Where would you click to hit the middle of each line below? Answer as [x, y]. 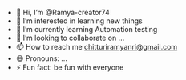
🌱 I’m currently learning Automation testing [87, 29]
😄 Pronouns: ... [42, 58]
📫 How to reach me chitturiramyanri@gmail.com [97, 47]
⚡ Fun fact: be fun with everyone [70, 67]
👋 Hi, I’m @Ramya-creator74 [63, 12]
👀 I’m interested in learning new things [79, 21]
